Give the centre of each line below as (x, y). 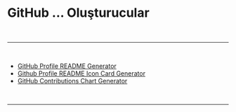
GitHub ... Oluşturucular (78, 13)
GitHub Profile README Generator (67, 66)
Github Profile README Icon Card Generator (81, 73)
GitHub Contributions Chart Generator (72, 80)
